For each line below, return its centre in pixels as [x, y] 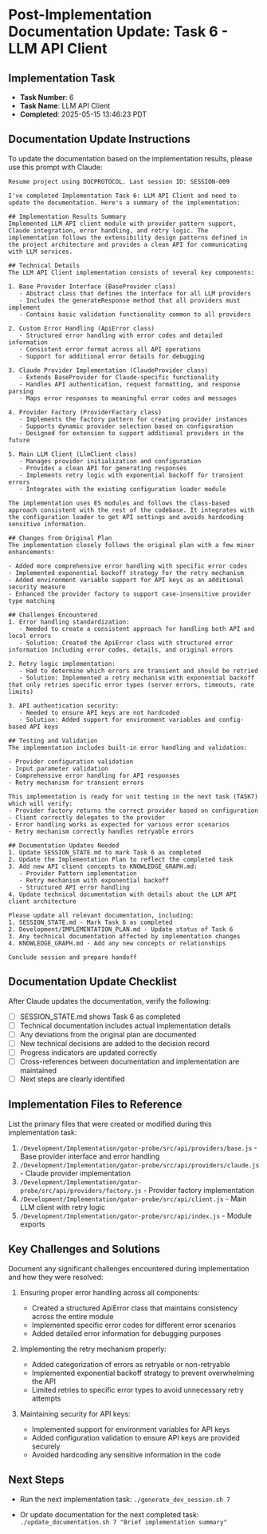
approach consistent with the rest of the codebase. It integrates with [132, 510]
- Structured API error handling [74, 887]
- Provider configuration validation [71, 761]
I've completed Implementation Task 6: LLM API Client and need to [123, 196]
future [19, 440]
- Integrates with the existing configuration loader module [122, 489]
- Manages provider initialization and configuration [110, 461]
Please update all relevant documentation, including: [101, 915]
